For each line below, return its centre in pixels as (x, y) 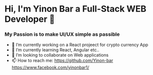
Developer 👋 (30, 19)
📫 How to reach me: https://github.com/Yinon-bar (62, 60)
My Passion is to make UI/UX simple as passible (62, 34)
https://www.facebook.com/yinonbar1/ (50, 67)
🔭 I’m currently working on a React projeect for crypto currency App (80, 45)
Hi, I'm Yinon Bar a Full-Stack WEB (76, 9)
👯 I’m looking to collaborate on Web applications (60, 55)
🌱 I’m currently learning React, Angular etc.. (55, 50)
